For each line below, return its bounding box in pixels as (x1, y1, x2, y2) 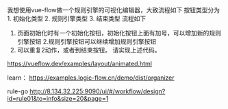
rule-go (7, 87, 29, 95)
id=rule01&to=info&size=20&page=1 (7, 95, 109, 102)
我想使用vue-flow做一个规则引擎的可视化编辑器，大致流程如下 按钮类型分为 (7, 6, 220, 14)
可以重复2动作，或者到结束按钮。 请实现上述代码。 (16, 46, 161, 54)
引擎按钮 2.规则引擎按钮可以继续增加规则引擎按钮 (16, 37, 157, 46)
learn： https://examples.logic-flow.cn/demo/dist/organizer (7, 74, 175, 82)
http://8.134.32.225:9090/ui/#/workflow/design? (29, 87, 166, 95)
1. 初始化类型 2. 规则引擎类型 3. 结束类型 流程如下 (7, 14, 147, 22)
